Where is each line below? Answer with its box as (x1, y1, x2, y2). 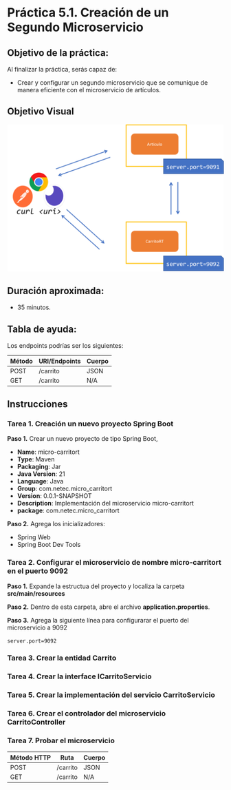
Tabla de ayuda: (7, 323, 77, 335)
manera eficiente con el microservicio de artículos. (16, 86, 162, 94)
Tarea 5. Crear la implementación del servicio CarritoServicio (7, 690, 215, 700)
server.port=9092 (7, 637, 57, 645)
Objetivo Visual (7, 105, 74, 118)
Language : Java (16, 477, 64, 486)
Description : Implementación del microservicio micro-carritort (16, 499, 195, 508)
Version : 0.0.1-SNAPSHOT (16, 492, 92, 500)
